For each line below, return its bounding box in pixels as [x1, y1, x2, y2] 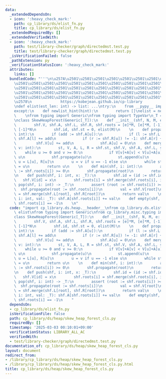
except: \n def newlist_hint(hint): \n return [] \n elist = [14, 108, 156, 114]
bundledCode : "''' [9, 76, 48, 81]
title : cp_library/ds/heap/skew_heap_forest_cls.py [5, 367, 114, 372]
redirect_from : [5, 353, 37, 358]
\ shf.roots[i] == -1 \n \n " [14, 201, 79, 206]
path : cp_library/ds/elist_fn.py [14, 21, 83, 26]
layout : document [5, 348, 41, 353]
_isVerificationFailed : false [9, 53, 72, 58]
